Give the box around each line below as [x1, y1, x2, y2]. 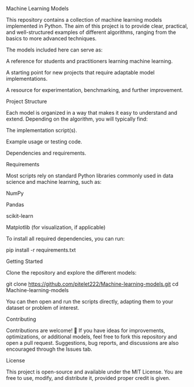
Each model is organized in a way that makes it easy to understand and [6, 109, 178, 116]
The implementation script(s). [6, 127, 77, 133]
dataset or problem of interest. [6, 304, 79, 311]
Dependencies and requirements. [6, 149, 86, 156]
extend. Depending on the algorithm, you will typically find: [6, 115, 148, 122]
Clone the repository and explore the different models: [6, 269, 137, 276]
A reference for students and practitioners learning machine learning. [6, 58, 173, 64]
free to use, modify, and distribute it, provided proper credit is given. [6, 375, 171, 381]
